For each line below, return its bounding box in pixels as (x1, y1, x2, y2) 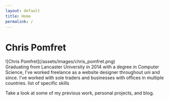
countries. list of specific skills (5, 80, 69, 86)
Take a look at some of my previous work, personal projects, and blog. (5, 90, 154, 96)
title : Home (5, 13, 31, 19)
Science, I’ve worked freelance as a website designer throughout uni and (5, 69, 160, 75)
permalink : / (5, 19, 33, 24)
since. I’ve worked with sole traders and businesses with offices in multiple (5, 74, 164, 81)
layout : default (5, 8, 40, 13)
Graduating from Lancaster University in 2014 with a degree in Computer (5, 64, 159, 70)
